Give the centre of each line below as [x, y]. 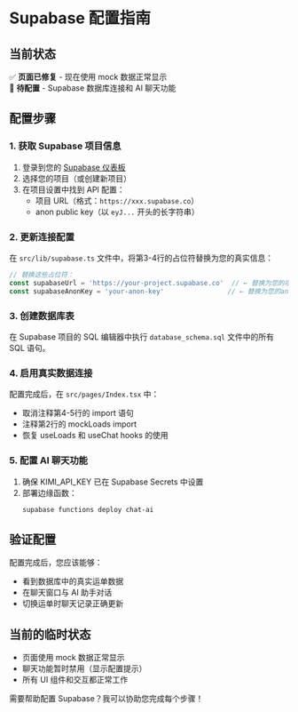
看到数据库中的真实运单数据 [73, 581]
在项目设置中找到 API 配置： [74, 189]
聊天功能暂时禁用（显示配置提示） [84, 668]
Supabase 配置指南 [80, 18]
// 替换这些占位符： [42, 275]
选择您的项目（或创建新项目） [76, 178]
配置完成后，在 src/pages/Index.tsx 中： [84, 394]
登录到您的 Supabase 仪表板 [74, 167]
